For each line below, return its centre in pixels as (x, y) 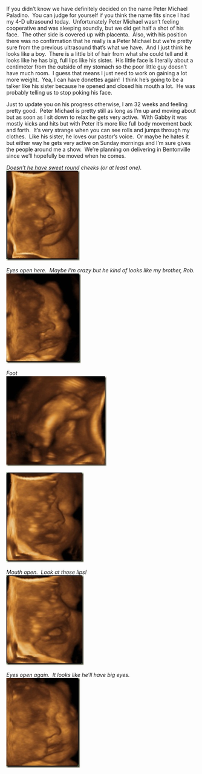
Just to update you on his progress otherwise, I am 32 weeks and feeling (97, 104)
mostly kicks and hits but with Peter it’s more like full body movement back (99, 123)
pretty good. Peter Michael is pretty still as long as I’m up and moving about (101, 111)
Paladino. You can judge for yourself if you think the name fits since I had (98, 15)
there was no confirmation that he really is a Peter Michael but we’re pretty (99, 41)
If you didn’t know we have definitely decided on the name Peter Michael (97, 9)
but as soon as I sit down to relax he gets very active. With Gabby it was (97, 117)
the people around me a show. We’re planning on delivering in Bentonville (98, 149)
